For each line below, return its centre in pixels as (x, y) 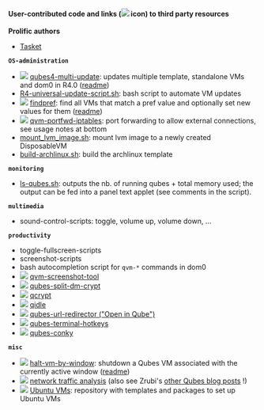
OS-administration (38, 61)
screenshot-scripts (51, 259)
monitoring (26, 169)
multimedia (26, 207)
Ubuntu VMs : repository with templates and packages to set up (132, 390)
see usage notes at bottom (63, 129)
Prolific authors (34, 31)
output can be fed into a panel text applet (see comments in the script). (136, 192)
